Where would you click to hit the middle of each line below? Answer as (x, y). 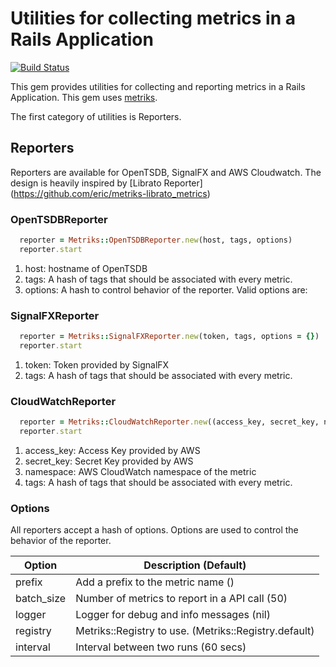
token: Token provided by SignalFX (97, 364)
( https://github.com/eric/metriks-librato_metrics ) (110, 193)
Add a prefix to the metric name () (155, 582)
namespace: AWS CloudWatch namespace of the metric (140, 471)
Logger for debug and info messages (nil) (173, 615)
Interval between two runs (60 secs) (161, 647)
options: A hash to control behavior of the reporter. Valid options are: (166, 289)
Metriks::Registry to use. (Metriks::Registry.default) (195, 631)
